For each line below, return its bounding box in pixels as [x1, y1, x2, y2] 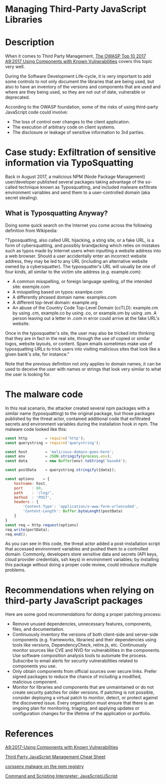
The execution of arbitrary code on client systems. [12, 124, 115, 130]
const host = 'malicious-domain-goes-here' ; [5, 449, 114, 454]
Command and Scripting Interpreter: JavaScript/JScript [5, 773, 118, 779]
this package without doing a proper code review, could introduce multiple [5, 562, 157, 568]
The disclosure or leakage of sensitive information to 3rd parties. [12, 129, 145, 135]
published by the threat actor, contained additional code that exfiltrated [5, 416, 151, 422]
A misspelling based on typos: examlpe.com [12, 289, 103, 295]
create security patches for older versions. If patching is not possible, [12, 689, 155, 695]
